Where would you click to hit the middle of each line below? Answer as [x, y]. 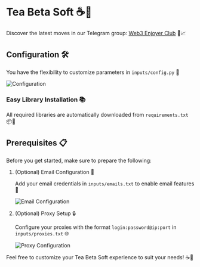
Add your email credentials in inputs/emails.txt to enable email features [104, 184]
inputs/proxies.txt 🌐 [42, 233]
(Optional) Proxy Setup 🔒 [45, 213]
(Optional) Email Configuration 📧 [54, 172]
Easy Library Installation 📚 [46, 100]
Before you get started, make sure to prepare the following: [79, 160]
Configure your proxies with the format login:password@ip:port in [96, 227]
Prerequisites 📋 [37, 143]
